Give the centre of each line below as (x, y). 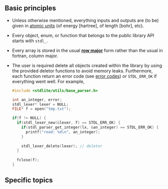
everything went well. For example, (48, 81)
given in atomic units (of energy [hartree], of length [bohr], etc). (78, 26)
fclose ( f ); (28, 160)
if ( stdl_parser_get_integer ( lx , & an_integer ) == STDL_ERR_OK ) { (90, 127)
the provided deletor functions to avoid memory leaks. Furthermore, (82, 71)
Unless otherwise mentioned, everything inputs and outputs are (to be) (85, 20)
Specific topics (29, 180)
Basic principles (30, 8)
